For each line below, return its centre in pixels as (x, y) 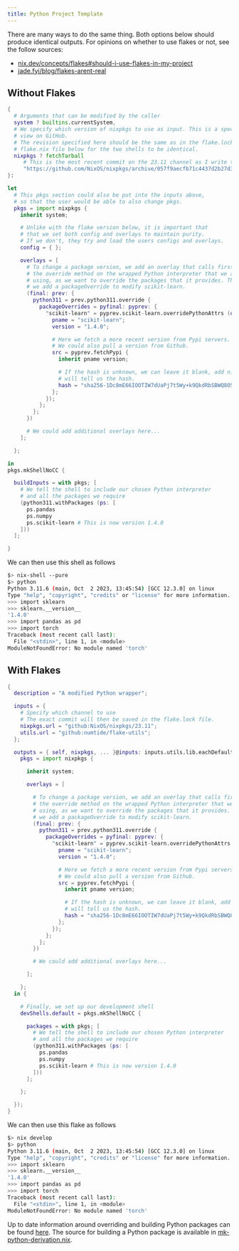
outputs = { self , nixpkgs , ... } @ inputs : (78, 752)
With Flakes (34, 671)
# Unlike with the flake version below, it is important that (114, 228)
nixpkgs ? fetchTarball (49, 156)
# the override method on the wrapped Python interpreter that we (127, 274)
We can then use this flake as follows (62, 1125)
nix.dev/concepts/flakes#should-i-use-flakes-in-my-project (105, 63)
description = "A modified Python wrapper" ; (81, 693)
